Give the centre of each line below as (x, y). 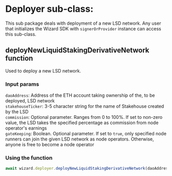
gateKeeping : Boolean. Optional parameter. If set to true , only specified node (86, 134)
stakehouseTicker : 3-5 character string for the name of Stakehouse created (85, 107)
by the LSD (17, 112)
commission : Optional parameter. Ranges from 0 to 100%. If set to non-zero (84, 117)
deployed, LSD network (30, 101)
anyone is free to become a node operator (50, 145)
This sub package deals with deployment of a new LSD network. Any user (83, 23)
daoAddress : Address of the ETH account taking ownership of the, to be (80, 95)
